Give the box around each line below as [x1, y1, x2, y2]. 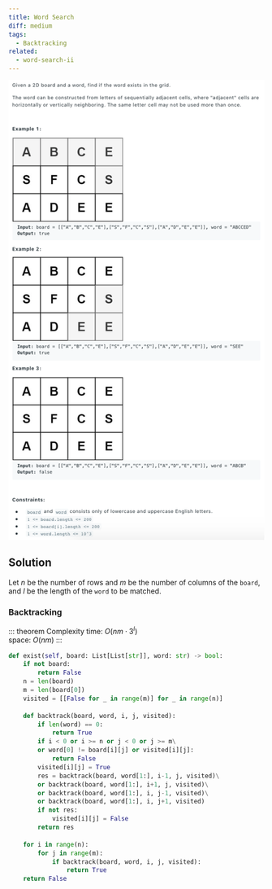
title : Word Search [8, 13, 75, 21]
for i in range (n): [23, 840, 89, 848]
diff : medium [8, 21, 53, 30]
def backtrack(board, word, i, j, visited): [23, 712, 176, 720]
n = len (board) [23, 677, 75, 685]
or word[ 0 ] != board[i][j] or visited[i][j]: [37, 746, 195, 755]
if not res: [37, 806, 79, 814]
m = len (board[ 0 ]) [23, 686, 85, 694]
